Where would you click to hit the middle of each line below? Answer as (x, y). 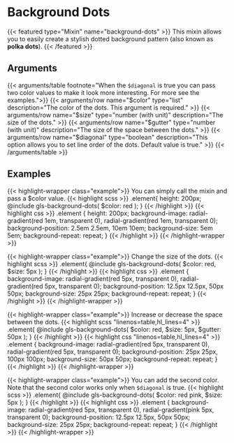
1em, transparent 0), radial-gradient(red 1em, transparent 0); (131, 220)
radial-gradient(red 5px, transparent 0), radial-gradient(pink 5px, (121, 409)
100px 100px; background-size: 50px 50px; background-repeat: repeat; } (112, 359)
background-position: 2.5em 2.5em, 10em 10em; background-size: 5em (110, 228)
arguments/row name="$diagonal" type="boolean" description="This (108, 137)
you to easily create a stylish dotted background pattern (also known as (110, 38)
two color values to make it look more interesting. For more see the (103, 92)
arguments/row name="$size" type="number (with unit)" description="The (115, 115)
